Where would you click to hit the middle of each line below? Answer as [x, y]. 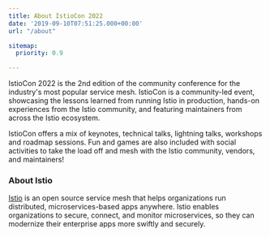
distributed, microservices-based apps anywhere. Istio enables [114, 207]
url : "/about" [32, 31]
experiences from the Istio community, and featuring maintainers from [125, 110]
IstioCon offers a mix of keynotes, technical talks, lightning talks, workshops [135, 134]
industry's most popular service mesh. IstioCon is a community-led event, [132, 92]
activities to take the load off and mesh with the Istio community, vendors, [132, 151]
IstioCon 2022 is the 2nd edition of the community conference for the [124, 84]
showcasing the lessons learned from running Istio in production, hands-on [134, 101]
